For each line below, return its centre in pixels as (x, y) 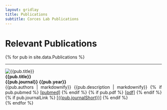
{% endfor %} (19, 103)
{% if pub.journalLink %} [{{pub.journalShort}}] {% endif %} (67, 98)
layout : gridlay (22, 10)
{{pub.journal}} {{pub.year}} (36, 82)
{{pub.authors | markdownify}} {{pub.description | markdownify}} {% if (83, 87)
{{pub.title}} (18, 77)
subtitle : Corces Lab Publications (42, 19)
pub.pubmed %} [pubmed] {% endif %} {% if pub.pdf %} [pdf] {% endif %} (84, 93)
